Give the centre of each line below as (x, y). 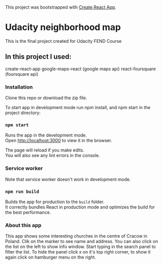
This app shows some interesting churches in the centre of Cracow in (76, 236)
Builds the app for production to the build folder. (55, 202)
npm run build (22, 192)
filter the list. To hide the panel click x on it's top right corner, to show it (78, 252)
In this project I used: (39, 57)
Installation (19, 87)
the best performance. (28, 212)
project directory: (23, 113)
